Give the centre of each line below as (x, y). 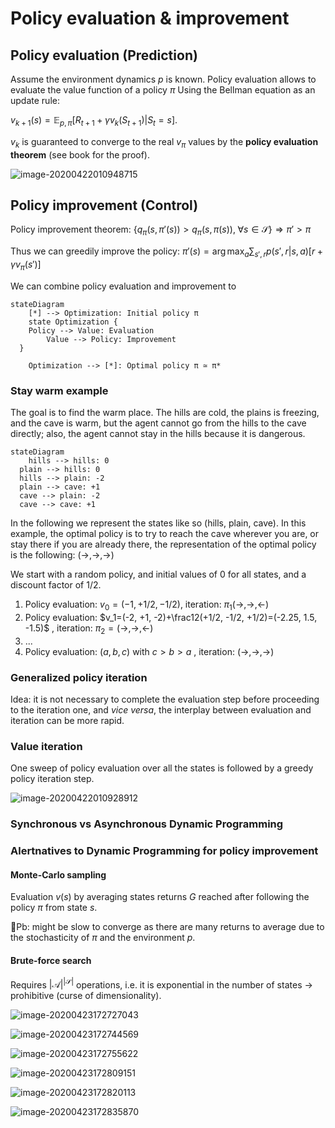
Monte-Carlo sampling (58, 874)
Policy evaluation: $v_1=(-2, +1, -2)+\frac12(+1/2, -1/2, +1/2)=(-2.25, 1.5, (171, 617)
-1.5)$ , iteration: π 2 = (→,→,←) (89, 629)
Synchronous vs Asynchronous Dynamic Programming (147, 824)
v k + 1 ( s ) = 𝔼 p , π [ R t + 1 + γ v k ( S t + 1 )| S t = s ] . (94, 121)
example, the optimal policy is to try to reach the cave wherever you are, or (165, 534)
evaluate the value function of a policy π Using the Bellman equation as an (163, 90)
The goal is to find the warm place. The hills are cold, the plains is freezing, (165, 413)
